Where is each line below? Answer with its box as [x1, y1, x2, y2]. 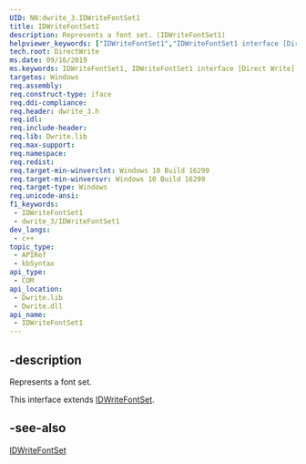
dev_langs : [9, 225, 51, 234]
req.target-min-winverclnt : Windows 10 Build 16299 [9, 166, 209, 175]
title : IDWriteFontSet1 [9, 22, 100, 31]
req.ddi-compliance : [9, 98, 88, 108]
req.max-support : [9, 140, 76, 150]
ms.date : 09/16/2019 [9, 56, 88, 65]
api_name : [9, 310, 47, 319]
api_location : [9, 284, 64, 294]
